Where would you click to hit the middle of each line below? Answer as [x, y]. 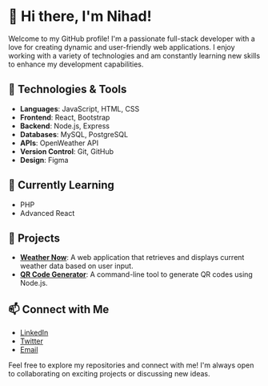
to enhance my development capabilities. [76, 64]
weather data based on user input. [76, 266]
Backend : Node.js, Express [65, 126]
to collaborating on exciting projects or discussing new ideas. [109, 374]
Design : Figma [44, 160]
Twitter [32, 341]
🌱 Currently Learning [61, 185]
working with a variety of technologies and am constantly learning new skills [134, 55]
